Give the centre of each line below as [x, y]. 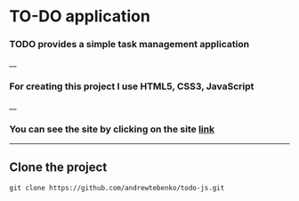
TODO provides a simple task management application [129, 44]
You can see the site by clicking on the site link [112, 129]
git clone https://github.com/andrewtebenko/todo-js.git [117, 188]
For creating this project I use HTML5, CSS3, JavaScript [132, 86]
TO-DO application [80, 16]
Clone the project [58, 168]
